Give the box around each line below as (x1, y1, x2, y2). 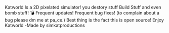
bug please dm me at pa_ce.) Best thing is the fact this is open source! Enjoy (5, 17, 164, 23)
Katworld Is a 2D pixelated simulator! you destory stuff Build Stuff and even (5, 4, 161, 10)
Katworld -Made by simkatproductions (5, 22, 85, 28)
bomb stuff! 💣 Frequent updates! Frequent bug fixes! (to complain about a (5, 10, 160, 15)
